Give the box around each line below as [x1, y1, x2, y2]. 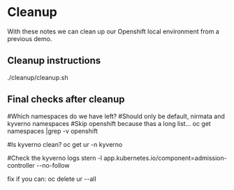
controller [7, 161, 35, 169]
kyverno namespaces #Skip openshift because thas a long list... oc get [7, 119, 211, 127]
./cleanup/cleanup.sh [7, 73, 68, 81]
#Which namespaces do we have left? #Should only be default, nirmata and [7, 112, 226, 120]
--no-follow [36, 161, 70, 169]
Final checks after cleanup [7, 93, 125, 105]
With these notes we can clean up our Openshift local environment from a [7, 27, 220, 35]
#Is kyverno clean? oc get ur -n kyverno [7, 140, 123, 148]
